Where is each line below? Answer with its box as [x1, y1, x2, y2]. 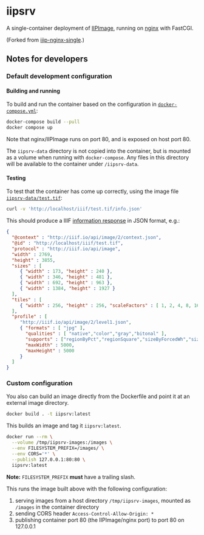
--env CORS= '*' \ [12, 450, 56, 457]
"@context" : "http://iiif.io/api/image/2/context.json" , [12, 234, 162, 241]
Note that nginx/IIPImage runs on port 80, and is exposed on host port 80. [6, 136, 191, 143]
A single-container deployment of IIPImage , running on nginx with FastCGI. [6, 24, 194, 32]
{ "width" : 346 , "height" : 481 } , [19, 274, 113, 281]
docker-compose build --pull [6, 119, 80, 125]
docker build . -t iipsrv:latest [6, 411, 91, 418]
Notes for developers [6, 54, 88, 65]
